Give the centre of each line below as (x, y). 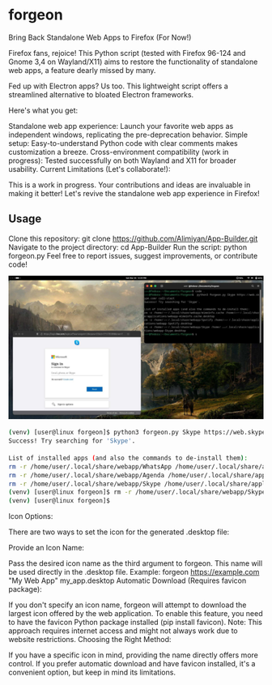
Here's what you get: (43, 110)
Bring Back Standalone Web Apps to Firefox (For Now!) (100, 37)
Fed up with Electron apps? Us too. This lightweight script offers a (118, 86)
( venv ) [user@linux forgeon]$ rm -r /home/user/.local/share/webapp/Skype (137, 492)
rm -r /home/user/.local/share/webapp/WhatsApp (90, 467)
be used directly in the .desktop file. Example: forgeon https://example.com (134, 572)
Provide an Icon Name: (47, 548)
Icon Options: (31, 516)
